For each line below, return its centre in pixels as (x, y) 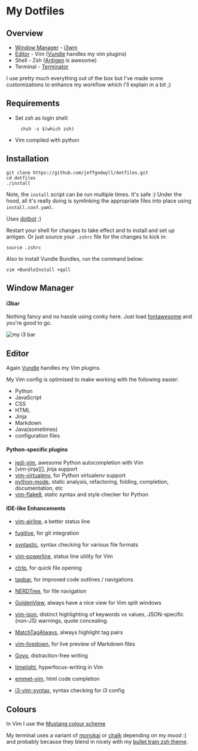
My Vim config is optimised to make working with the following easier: (92, 379)
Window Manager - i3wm (46, 47)
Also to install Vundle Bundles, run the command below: (75, 258)
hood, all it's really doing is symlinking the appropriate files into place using (99, 200)
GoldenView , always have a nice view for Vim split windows (88, 603)
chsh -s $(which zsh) (48, 129)
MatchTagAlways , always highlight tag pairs (69, 632)
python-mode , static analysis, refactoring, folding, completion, (92, 482)
